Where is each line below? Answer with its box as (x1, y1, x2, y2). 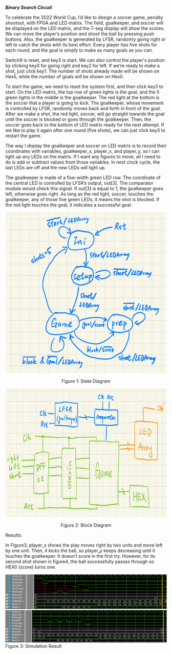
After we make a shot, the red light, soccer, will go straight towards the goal (5, 111, 165, 117)
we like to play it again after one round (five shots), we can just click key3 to (5, 127, 165, 133)
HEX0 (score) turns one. (5, 564, 56, 570)
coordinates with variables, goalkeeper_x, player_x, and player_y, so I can (5, 148, 160, 154)
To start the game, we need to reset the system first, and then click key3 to (5, 83, 164, 90)
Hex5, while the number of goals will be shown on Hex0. (5, 74, 124, 79)
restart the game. (5, 133, 42, 138)
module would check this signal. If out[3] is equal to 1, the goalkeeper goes (5, 185, 164, 191)
